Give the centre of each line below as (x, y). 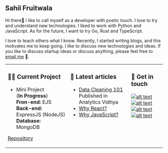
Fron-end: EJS (34, 102)
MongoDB (28, 127)
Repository (20, 138)
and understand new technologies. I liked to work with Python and (73, 25)
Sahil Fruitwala (29, 8)
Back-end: (29, 108)
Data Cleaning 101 (101, 89)
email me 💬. (17, 56)
